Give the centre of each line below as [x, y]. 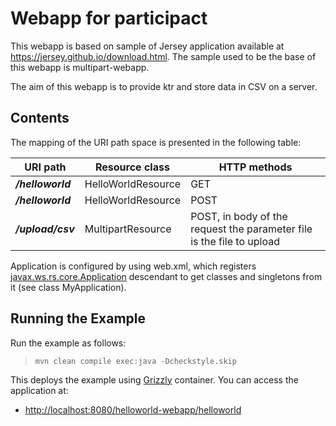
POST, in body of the [239, 216]
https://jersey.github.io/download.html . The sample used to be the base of [163, 56]
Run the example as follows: [68, 343]
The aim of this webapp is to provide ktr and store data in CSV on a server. [164, 86]
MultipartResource [128, 229]
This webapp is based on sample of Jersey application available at [147, 46]
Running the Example [78, 318]
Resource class [132, 167]
